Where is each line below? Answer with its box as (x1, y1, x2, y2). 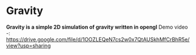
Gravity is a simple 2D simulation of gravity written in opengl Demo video (6, 23, 188, 30)
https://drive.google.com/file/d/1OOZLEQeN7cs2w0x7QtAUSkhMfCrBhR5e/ (6, 36, 190, 43)
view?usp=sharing (6, 42, 51, 49)
